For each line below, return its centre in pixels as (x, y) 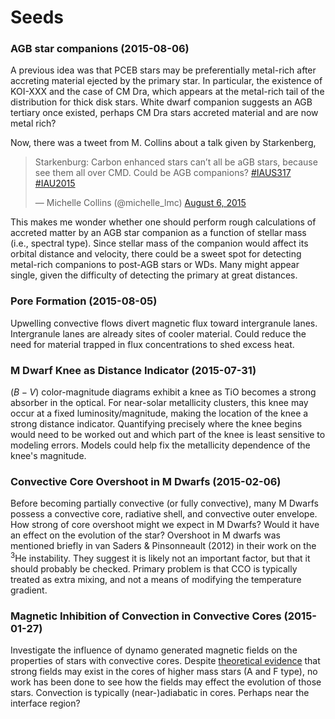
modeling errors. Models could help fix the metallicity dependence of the (160, 445)
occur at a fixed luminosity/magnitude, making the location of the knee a (159, 413)
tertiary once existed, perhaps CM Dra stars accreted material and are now (164, 113)
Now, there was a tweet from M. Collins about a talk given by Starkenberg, (163, 143)
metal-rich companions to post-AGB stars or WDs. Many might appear (155, 265)
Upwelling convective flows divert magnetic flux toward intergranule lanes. (164, 323)
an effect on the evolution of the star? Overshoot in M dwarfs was (145, 535)
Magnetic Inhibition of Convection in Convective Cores (146, 616)
